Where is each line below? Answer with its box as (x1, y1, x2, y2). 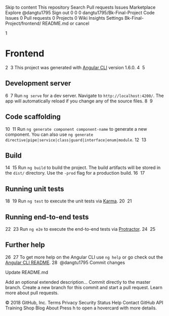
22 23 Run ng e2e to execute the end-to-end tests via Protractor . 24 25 (5, 226, 156, 232)
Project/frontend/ (5, 20, 41, 26)
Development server (5, 79, 71, 88)
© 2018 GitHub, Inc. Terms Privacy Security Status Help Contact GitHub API (5, 299, 163, 305)
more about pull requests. (5, 290, 59, 296)
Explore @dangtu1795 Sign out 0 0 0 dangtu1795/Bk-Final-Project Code (5, 10, 155, 16)
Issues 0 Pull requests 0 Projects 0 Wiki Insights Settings (5, 15, 124, 21)
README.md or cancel (42, 20, 90, 26)
